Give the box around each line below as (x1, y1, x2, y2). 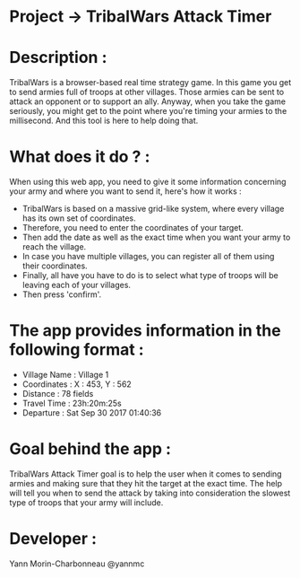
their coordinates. (21, 260, 88, 271)
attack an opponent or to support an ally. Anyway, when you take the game (9, 96, 287, 107)
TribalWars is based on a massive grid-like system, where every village (21, 204, 285, 215)
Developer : (9, 529, 97, 549)
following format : (9, 339, 145, 360)
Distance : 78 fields (21, 389, 94, 398)
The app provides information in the (9, 320, 281, 341)
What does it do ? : (9, 146, 150, 167)
